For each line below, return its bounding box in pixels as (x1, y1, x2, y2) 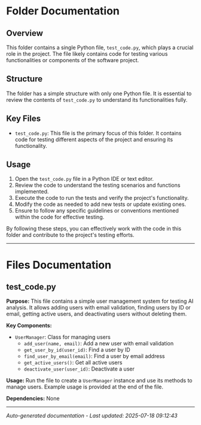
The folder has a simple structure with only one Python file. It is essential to (6, 90, 192, 97)
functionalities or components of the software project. (6, 57, 139, 63)
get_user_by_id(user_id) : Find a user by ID (23, 346, 130, 354)
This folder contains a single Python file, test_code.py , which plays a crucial (6, 44, 194, 51)
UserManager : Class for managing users (14, 333, 111, 341)
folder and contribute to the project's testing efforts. (6, 232, 135, 239)
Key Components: (6, 322, 52, 329)
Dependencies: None (6, 395, 60, 402)
